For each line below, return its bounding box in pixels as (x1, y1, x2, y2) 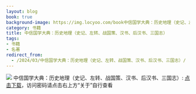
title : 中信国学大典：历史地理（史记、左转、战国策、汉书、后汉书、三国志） (6, 30, 168, 36)
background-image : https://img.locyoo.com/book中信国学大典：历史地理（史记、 (6, 19, 189, 25)
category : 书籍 (6, 25, 41, 31)
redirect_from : (6, 52, 43, 58)
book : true (6, 14, 33, 20)
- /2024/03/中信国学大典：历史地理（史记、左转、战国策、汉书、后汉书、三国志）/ (11, 57, 186, 63)
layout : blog (6, 8, 38, 15)
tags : (6, 36, 19, 41)
